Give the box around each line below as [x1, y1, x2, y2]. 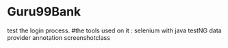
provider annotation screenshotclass [7, 33, 111, 41]
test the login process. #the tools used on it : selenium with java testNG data [7, 26, 222, 34]
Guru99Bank [7, 4, 81, 20]
